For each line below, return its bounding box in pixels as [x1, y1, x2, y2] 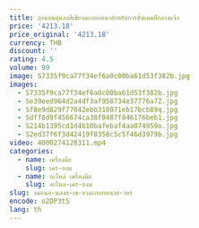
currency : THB [9, 38, 63, 48]
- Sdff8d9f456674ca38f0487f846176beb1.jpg [17, 113, 178, 122]
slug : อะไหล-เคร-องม [25, 180, 92, 189]
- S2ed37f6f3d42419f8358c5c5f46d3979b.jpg [17, 130, 178, 139]
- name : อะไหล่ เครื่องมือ [17, 171, 92, 180]
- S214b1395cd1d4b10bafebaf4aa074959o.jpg [17, 122, 178, 131]
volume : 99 [9, 64, 50, 73]
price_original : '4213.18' [9, 30, 110, 39]
